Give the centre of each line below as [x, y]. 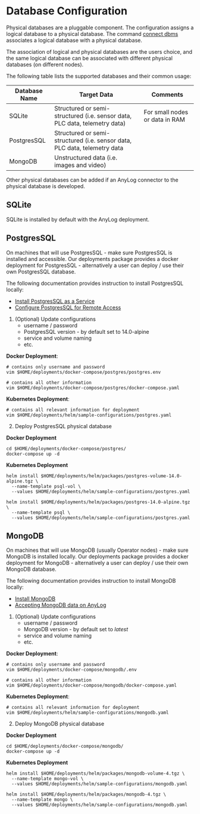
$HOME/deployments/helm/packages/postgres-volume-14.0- [112, 476]
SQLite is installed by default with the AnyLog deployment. [78, 219]
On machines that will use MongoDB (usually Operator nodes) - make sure [97, 550]
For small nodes [166, 112]
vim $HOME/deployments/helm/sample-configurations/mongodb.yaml [87, 713]
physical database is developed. [46, 186]
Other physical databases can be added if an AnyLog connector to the [92, 180]
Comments [167, 94]
